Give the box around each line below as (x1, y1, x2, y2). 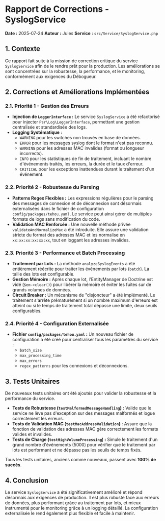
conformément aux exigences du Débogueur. (5, 73, 97, 80)
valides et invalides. (12, 431, 53, 438)
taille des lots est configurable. (12, 271, 75, 277)
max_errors (19, 359, 42, 363)
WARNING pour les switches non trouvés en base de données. (19, 135, 141, 141)
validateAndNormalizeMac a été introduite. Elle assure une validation (12, 226, 149, 233)
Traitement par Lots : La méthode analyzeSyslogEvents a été (12, 261, 136, 267)
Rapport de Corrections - (5, 3, 109, 15)
